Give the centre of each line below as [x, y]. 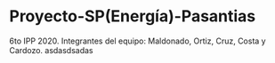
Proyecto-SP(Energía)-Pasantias [133, 16]
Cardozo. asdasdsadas [51, 50]
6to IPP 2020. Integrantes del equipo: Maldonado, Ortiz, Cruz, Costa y [137, 41]
